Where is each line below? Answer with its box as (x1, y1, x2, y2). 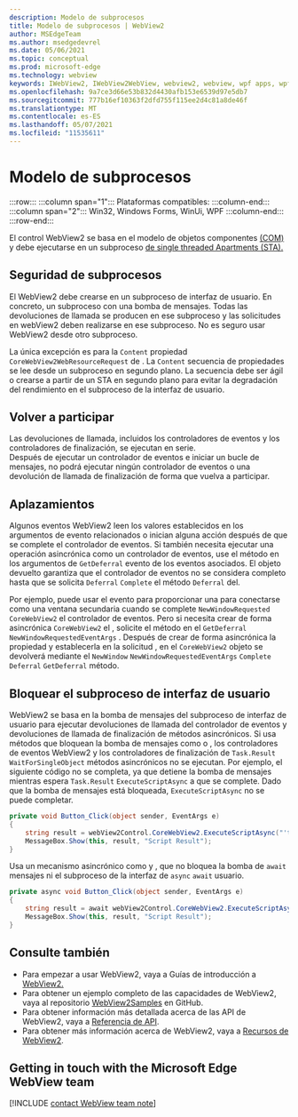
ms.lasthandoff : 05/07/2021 (9, 121, 114, 130)
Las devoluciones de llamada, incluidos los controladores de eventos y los (9, 433, 280, 444)
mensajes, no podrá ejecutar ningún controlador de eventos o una (9, 461, 251, 472)
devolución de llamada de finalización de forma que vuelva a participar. (9, 471, 271, 482)
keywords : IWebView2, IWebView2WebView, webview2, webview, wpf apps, (9, 79, 276, 88)
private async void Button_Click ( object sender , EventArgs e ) (9, 888, 244, 897)
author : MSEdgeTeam (9, 29, 82, 38)
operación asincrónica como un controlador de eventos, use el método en (9, 548, 279, 560)
